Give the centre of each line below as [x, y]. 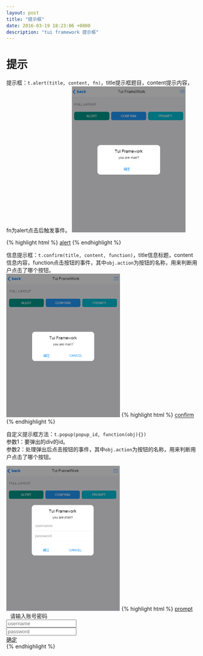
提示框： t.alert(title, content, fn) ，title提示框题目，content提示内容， [99, 83]
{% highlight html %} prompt [157, 609]
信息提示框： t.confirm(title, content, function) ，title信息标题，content [100, 255]
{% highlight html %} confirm [158, 415]
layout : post [23, 13]
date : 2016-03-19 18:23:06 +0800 [48, 26]
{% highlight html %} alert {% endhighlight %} [64, 242]
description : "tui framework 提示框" [52, 32]
